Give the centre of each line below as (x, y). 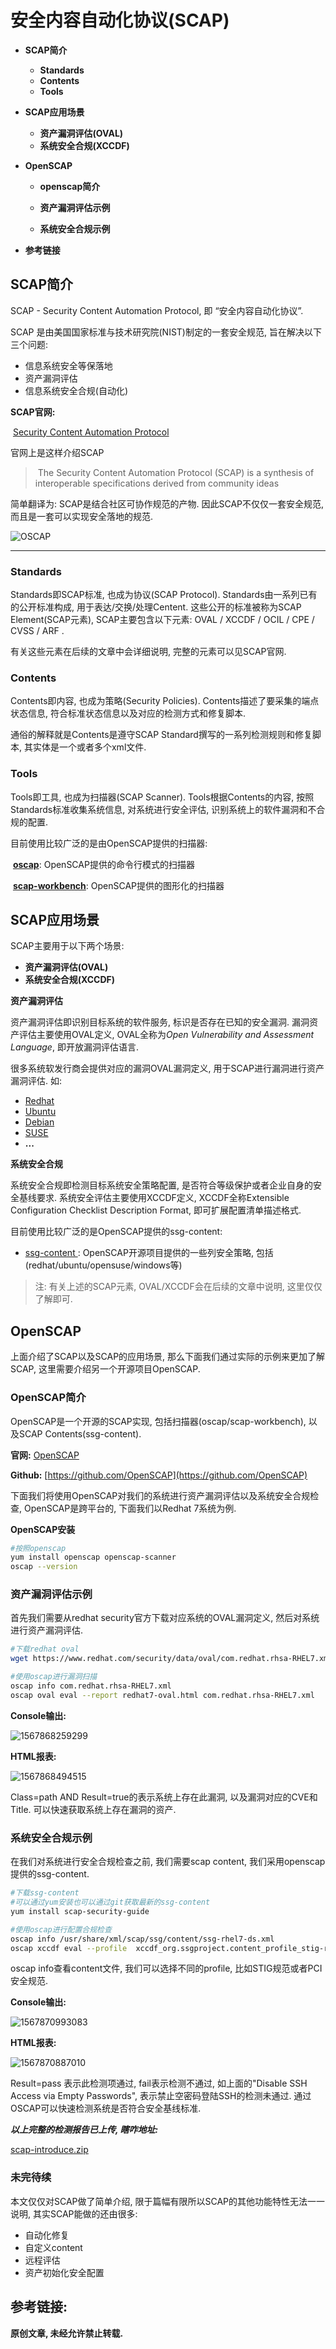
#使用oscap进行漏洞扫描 (54, 1677)
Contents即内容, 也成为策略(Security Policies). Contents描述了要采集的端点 (165, 701)
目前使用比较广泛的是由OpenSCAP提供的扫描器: (109, 843)
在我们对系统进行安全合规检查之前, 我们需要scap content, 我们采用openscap (168, 1862)
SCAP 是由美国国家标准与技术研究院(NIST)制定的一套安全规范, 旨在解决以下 (166, 332)
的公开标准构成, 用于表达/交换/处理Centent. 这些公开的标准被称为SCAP (156, 607)
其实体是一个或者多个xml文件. (85, 747)
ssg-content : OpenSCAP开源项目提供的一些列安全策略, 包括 (149, 1253)
